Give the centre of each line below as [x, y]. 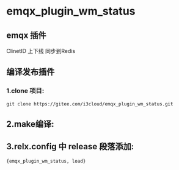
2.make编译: [30, 124]
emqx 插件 [27, 35]
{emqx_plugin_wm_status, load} [46, 161]
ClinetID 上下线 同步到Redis [41, 51]
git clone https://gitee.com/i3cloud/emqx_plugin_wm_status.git [90, 104]
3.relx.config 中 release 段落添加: [70, 147]
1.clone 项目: [25, 91]
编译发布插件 [31, 72]
